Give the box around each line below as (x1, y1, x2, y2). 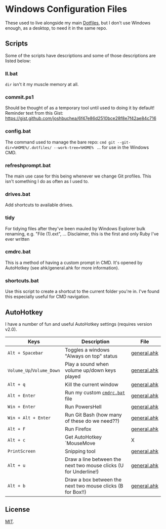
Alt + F (7, 426, 26, 432)
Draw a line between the (65, 456, 122, 463)
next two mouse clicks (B (65, 482, 124, 489)
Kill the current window (65, 381, 119, 388)
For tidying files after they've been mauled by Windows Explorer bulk (5, 225, 146, 231)
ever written (5, 236, 30, 242)
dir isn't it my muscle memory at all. (5, 82, 79, 88)
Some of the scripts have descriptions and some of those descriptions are (5, 52, 156, 58)
